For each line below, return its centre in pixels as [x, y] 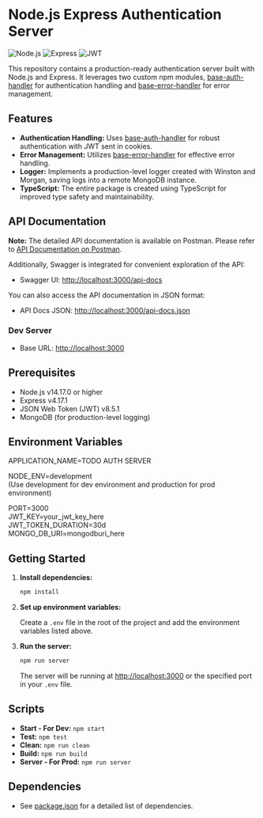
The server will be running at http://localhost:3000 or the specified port [136, 676]
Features [30, 119]
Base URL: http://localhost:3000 [72, 348]
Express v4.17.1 [43, 400]
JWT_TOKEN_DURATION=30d [57, 525]
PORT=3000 [28, 509]
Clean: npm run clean [54, 744]
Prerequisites [42, 373]
